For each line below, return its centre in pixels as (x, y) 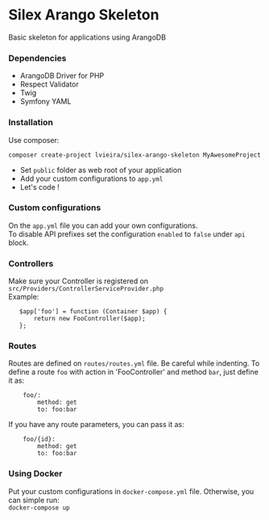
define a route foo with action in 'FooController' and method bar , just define (134, 372)
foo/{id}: (39, 439)
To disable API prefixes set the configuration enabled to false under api (127, 234)
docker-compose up (39, 507)
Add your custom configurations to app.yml (91, 178)
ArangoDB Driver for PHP (62, 76)
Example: (24, 297)
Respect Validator (49, 84)
